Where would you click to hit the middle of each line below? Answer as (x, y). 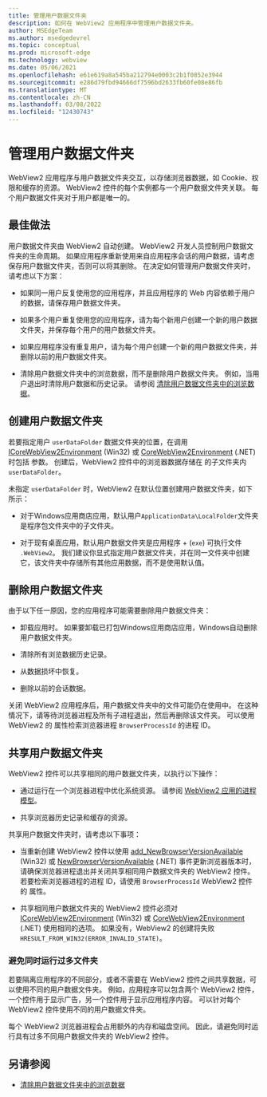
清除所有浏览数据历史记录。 (65, 654)
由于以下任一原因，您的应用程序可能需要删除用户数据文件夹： (110, 610)
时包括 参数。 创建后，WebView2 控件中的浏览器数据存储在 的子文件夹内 (128, 462)
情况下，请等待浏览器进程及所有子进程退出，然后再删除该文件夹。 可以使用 (132, 716)
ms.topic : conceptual (44, 45)
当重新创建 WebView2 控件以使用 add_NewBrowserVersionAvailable (132, 851)
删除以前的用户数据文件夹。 (65, 357)
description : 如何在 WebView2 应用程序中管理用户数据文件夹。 (103, 23)
